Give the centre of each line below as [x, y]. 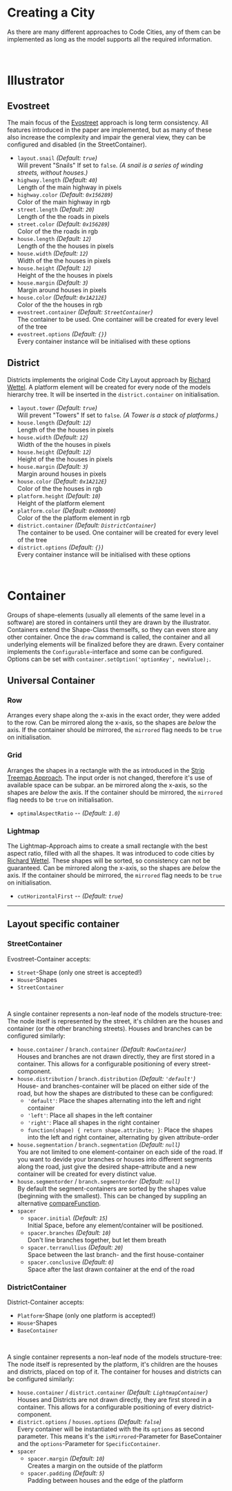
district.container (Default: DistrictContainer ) [87, 525]
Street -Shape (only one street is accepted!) [80, 972]
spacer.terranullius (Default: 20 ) [75, 1247]
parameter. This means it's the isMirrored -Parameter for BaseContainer [119, 1436]
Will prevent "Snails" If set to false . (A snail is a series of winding [110, 165]
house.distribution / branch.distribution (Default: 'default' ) [106, 1078]
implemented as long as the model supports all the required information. [110, 39]
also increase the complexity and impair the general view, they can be [106, 137]
